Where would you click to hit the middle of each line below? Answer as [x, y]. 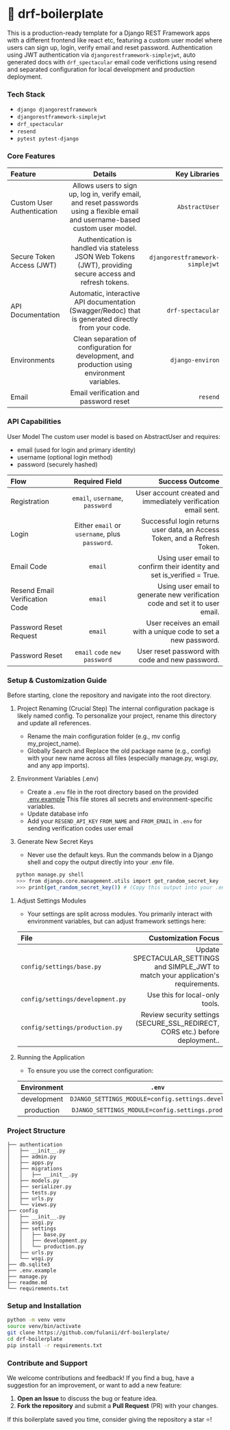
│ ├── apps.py [30, 1163]
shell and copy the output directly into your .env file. [101, 862]
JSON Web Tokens [105, 256]
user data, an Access [186, 529]
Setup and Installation [44, 1305]
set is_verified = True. [185, 575]
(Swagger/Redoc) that [105, 310]
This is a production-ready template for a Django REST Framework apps [108, 33]
